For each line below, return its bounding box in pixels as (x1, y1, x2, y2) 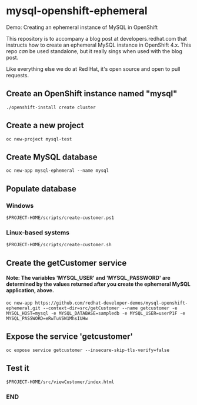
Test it (6, 363, 29, 373)
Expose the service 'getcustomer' (6, 332, 133, 342)
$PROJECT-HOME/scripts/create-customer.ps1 (6, 215, 115, 221)
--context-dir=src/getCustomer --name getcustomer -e (43, 305, 178, 311)
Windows (6, 201, 34, 210)
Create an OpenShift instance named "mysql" (6, 89, 178, 99)
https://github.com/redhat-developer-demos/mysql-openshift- (35, 300, 188, 306)
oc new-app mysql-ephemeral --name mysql (6, 168, 109, 174)
